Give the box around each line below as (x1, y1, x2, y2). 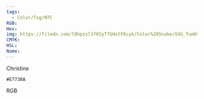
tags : (6, 8, 20, 15)
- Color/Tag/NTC (12, 14, 53, 21)
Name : (6, 48, 20, 54)
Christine (6, 65, 29, 72)
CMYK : (6, 37, 20, 43)
